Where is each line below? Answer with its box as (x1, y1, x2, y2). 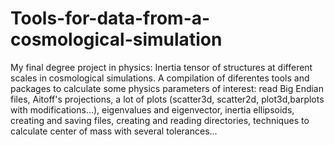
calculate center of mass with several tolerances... (10, 125, 218, 137)
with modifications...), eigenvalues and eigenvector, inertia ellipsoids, (10, 103, 295, 116)
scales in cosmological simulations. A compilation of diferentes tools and (10, 72, 310, 84)
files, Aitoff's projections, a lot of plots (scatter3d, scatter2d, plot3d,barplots (10, 93, 325, 105)
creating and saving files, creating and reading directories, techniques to (10, 114, 310, 126)
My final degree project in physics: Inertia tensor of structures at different (10, 61, 313, 73)
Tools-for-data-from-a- (10, 7, 211, 30)
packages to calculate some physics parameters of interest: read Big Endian (10, 82, 325, 94)
